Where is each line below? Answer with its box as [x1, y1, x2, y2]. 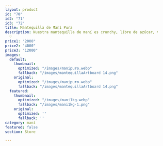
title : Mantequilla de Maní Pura [5, 25, 73, 30]
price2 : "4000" [5, 43, 36, 48]
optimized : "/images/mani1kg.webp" [17, 98, 90, 103]
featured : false [5, 125, 38, 129]
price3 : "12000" [5, 48, 38, 53]
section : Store [5, 129, 36, 134]
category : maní [5, 120, 36, 125]
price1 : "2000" [5, 39, 36, 44]
